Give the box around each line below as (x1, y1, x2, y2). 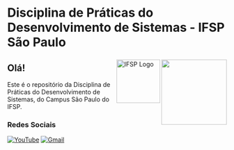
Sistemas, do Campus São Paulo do (7, 95, 110, 103)
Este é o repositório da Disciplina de (7, 81, 111, 88)
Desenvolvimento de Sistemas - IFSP (7, 19, 225, 35)
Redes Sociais (7, 119, 56, 129)
